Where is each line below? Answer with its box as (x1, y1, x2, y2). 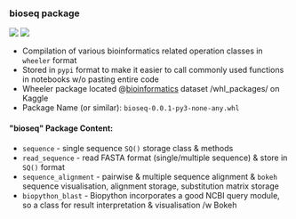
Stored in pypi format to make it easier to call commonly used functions (21, 65, 284, 76)
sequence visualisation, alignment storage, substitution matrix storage (21, 181, 280, 191)
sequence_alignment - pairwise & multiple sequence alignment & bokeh (21, 171, 278, 182)
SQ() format (21, 161, 65, 172)
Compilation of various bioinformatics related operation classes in (21, 45, 264, 56)
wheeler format (21, 55, 77, 66)
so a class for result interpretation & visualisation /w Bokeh (21, 199, 237, 210)
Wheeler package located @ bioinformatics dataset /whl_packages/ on (21, 84, 280, 94)
